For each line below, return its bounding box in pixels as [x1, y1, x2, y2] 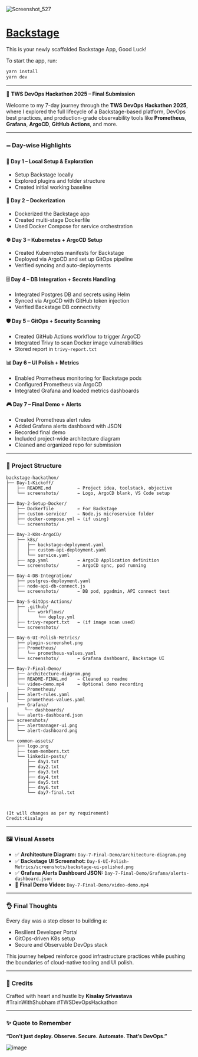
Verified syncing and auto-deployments [14, 262, 111, 269]
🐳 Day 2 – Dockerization [6, 197, 65, 204]
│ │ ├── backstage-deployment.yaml [6, 542, 104, 548]
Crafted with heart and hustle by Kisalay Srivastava [6, 993, 133, 1000]
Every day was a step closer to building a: [6, 917, 108, 924]
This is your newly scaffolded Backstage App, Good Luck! [6, 45, 147, 52]
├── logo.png [16, 743, 49, 749]
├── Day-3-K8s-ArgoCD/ [6, 531, 62, 538]
